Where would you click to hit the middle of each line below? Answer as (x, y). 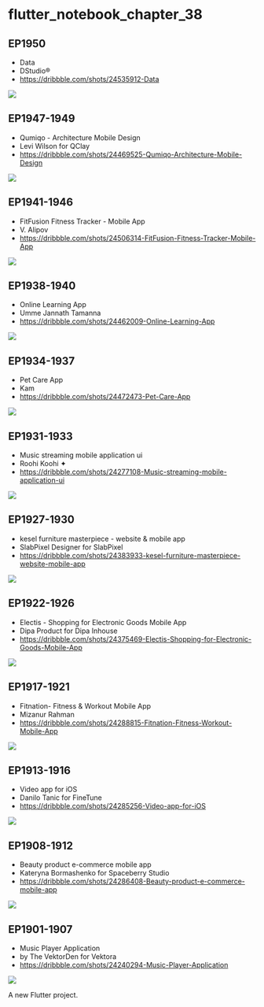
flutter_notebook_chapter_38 (105, 15)
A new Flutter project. (43, 994)
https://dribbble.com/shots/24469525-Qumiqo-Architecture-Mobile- (131, 154)
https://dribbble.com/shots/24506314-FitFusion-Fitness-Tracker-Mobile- (137, 238)
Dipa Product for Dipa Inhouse (68, 631)
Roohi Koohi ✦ (43, 464)
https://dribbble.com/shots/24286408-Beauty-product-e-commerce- (132, 881)
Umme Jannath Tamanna (60, 313)
